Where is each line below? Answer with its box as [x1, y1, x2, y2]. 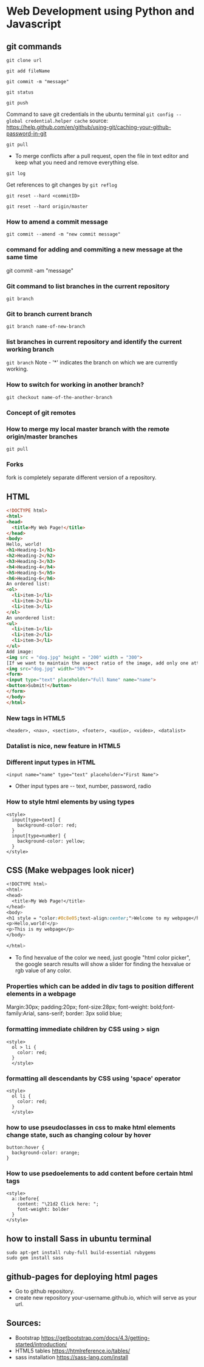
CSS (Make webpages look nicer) [6, 865, 135, 875]
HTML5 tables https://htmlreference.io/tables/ [15, 1347, 131, 1354]
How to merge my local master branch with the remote [6, 424, 170, 433]
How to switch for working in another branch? [6, 381, 144, 389]
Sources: [6, 1318, 41, 1328]
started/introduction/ [15, 1340, 67, 1348]
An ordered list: [6, 581, 50, 587]
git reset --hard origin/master [6, 203, 88, 210]
